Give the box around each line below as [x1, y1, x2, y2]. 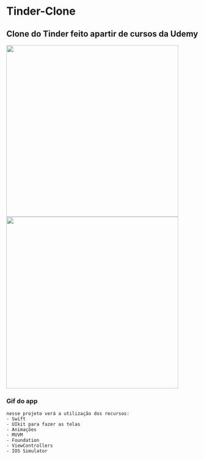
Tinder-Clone [6, 4, 76, 18]
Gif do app [6, 397, 38, 405]
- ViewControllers [6, 443, 53, 449]
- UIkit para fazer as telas [6, 421, 81, 428]
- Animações [6, 427, 37, 433]
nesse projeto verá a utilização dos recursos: [6, 411, 130, 417]
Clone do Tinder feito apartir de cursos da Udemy [6, 29, 199, 39]
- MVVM [6, 432, 23, 438]
